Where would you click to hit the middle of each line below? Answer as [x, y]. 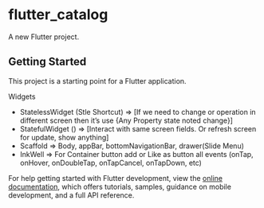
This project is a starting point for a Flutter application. [97, 80]
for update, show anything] [64, 137]
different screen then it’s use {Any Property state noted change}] [126, 120]
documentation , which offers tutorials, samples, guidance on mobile [120, 186]
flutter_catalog [58, 15]
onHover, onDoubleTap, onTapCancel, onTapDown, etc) [110, 163]
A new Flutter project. [44, 37]
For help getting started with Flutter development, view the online [116, 178]
